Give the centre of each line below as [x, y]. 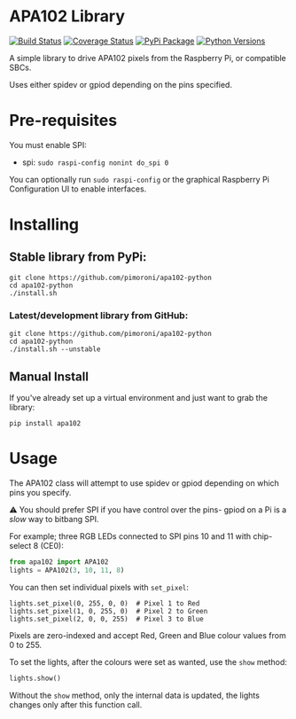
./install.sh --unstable [55, 349]
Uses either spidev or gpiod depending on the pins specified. [121, 84]
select [20, 545]
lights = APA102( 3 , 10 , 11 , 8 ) [67, 570]
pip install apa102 [45, 423]
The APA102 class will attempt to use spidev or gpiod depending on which [144, 483]
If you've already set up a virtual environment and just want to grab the [139, 397]
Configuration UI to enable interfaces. [78, 189]
